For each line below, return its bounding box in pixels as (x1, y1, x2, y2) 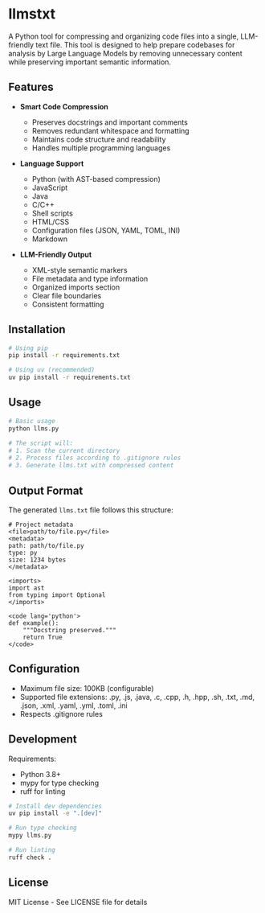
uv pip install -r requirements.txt (8, 373, 131, 382)
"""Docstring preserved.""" (22, 626, 116, 634)
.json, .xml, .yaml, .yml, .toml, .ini (19, 701, 128, 710)
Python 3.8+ (19, 769, 62, 779)
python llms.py (8, 424, 59, 433)
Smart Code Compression (19, 101, 108, 111)
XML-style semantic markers (31, 265, 128, 274)
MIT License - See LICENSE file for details (8, 897, 148, 907)
